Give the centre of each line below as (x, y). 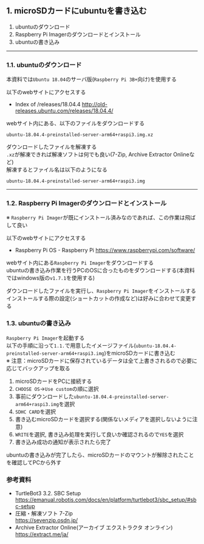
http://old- (95, 105)
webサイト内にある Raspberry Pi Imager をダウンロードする (80, 263)
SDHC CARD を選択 (36, 411)
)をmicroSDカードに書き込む (140, 353)
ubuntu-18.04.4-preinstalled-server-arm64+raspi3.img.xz (80, 135)
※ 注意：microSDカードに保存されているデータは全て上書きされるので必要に (102, 360)
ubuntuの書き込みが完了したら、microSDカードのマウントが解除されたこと (100, 455)
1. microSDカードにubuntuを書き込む (76, 11)
